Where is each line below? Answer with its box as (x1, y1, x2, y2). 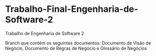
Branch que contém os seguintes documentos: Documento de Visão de (5, 40, 152, 46)
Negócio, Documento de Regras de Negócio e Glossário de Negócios (5, 45, 148, 51)
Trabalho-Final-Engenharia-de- (5, 3, 139, 15)
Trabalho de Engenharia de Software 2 (5, 30, 84, 36)
